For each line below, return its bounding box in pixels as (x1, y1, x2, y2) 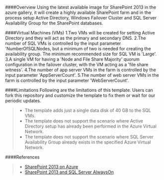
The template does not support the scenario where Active (24, 118, 143, 124)
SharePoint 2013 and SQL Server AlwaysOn (24, 169, 114, 175)
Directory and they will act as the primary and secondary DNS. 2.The (5, 35, 146, 41)
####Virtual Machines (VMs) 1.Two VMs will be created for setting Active (5, 30, 155, 35)
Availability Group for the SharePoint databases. (5, 20, 103, 26)
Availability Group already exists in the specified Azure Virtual (24, 139, 151, 145)
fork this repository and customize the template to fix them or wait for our (5, 92, 156, 98)
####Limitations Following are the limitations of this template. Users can (5, 87, 153, 93)
